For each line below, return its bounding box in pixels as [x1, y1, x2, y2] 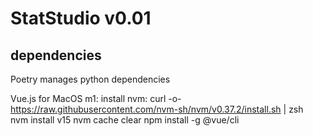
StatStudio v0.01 [10, 7, 152, 30]
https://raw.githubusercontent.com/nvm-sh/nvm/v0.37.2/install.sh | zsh [10, 103, 304, 115]
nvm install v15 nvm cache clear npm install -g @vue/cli [10, 114, 240, 126]
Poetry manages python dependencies [10, 73, 171, 85]
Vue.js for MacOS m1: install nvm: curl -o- [10, 93, 182, 104]
